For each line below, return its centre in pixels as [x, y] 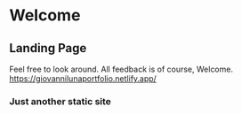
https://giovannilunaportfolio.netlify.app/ [83, 79]
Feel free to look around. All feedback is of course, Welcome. [121, 69]
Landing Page [48, 48]
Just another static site [60, 101]
